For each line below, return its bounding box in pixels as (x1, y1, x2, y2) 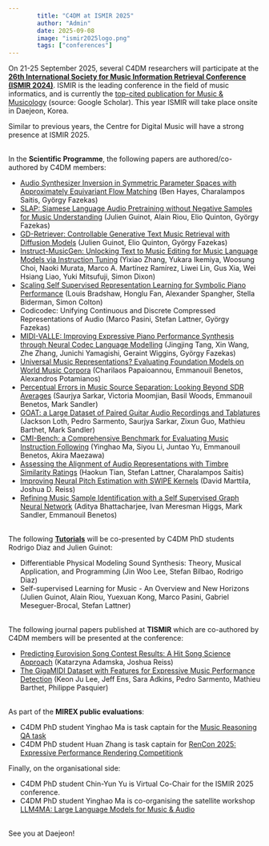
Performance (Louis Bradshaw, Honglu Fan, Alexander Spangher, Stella (19, 289, 255, 299)
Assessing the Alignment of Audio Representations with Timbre (19, 459, 229, 469)
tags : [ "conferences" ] (37, 42, 113, 50)
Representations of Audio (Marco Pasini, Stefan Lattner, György (19, 314, 230, 324)
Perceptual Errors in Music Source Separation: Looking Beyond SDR (19, 382, 244, 393)
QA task (19, 731, 46, 741)
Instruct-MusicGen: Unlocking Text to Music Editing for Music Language (19, 246, 259, 256)
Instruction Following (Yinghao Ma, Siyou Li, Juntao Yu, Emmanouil (19, 442, 240, 452)
